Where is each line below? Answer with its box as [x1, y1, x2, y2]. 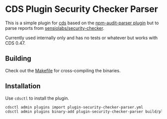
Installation [5, 82, 41, 90]
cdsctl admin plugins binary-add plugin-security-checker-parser [5, 109, 143, 115]
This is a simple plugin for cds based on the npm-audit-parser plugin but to [5, 20, 159, 26]
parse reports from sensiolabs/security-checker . [5, 25, 104, 31]
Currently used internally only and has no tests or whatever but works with [5, 35, 158, 41]
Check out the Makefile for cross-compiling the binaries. [5, 67, 121, 73]
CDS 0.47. [5, 40, 26, 46]
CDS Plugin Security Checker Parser [5, 3, 158, 15]
